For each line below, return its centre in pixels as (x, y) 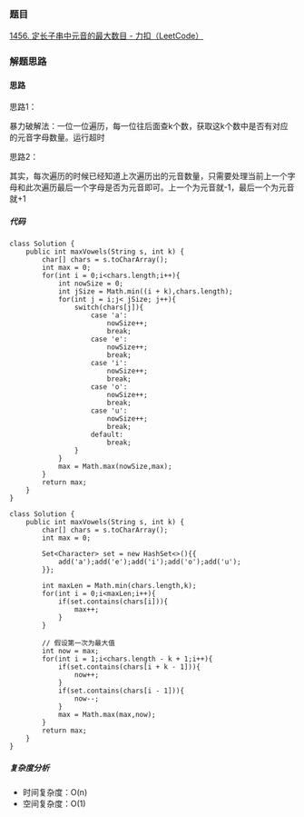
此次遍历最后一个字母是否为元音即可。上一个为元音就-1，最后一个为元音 (160, 187)
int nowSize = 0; (91, 284)
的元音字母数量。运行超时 (57, 137)
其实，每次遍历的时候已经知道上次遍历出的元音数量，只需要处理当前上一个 (148, 176)
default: (107, 435)
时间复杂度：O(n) (55, 792)
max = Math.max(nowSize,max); (115, 467)
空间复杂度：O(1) (54, 804)
